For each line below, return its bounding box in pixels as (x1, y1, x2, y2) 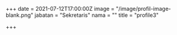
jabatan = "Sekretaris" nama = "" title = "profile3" (34, 11, 159, 19)
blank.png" (5, 11, 34, 19)
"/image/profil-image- (115, 5, 172, 12)
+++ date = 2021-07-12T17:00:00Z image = (5, 5, 115, 12)
